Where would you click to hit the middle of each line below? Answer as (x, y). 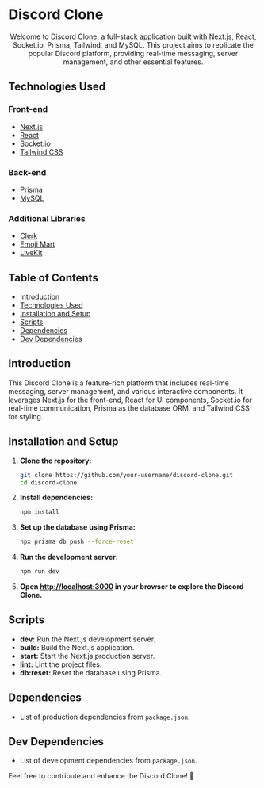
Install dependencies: (56, 498)
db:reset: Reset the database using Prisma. (91, 672)
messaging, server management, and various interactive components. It (126, 391)
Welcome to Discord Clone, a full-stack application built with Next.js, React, (133, 36)
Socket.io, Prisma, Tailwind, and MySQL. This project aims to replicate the (133, 44)
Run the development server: (69, 557)
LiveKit (31, 253)
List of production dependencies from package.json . (105, 717)
